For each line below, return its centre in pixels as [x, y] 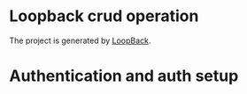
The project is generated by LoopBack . [80, 40]
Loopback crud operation [104, 16]
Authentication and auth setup [124, 76]
